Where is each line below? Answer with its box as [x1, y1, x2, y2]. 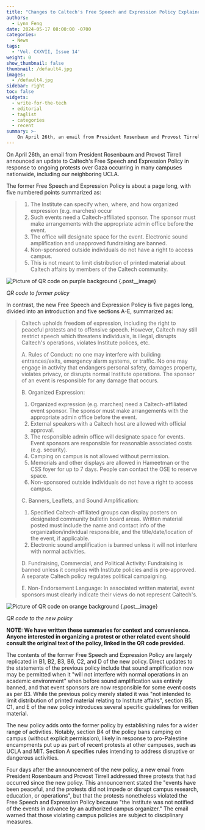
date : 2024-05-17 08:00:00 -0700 [6, 26, 92, 32]
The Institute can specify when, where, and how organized [30, 200, 178, 208]
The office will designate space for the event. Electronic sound [30, 233, 188, 240]
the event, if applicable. [30, 535, 90, 542]
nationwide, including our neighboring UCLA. [6, 170, 120, 177]
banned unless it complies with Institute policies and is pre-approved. [21, 566, 196, 573]
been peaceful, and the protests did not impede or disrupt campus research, [6, 785, 199, 793]
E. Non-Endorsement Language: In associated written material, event [21, 584, 195, 591]
